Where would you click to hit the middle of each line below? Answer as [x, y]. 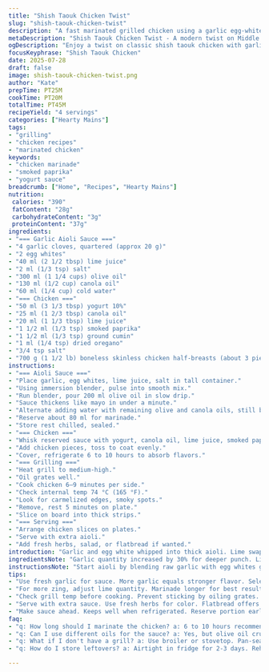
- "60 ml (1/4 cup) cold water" [62, 292]
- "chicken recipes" [43, 142]
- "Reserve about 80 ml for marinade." [75, 418]
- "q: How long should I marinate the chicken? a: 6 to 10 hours [119, 626]
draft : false [30, 68]
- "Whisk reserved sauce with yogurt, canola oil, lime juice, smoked [128, 440]
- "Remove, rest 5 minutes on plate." [73, 507]
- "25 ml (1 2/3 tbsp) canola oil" [68, 313]
